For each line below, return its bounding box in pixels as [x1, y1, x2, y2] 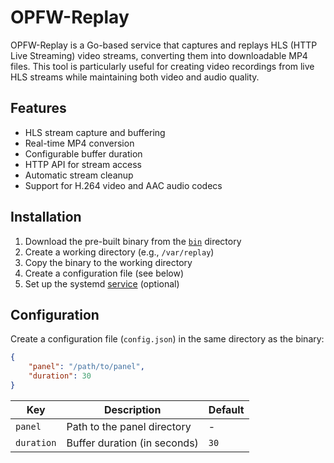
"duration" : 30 [28, 371, 92, 381]
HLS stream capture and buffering [24, 126, 166, 138]
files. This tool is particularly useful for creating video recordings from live [10, 60, 315, 72]
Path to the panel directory [66, 419, 192, 433]
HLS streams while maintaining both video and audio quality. [10, 71, 260, 83]
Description [103, 402, 162, 416]
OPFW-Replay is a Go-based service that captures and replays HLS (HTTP [10, 39, 318, 51]
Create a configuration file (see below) [24, 267, 185, 279]
